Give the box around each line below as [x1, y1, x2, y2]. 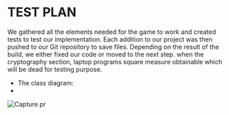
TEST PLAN [7, 4, 77, 20]
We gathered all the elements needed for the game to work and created [7, 28, 216, 36]
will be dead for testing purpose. [7, 65, 103, 73]
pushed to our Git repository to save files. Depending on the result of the [7, 42, 220, 51]
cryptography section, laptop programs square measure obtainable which [7, 57, 223, 66]
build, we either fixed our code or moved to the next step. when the [7, 50, 204, 59]
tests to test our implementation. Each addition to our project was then [7, 35, 213, 43]
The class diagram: [17, 78, 74, 87]
